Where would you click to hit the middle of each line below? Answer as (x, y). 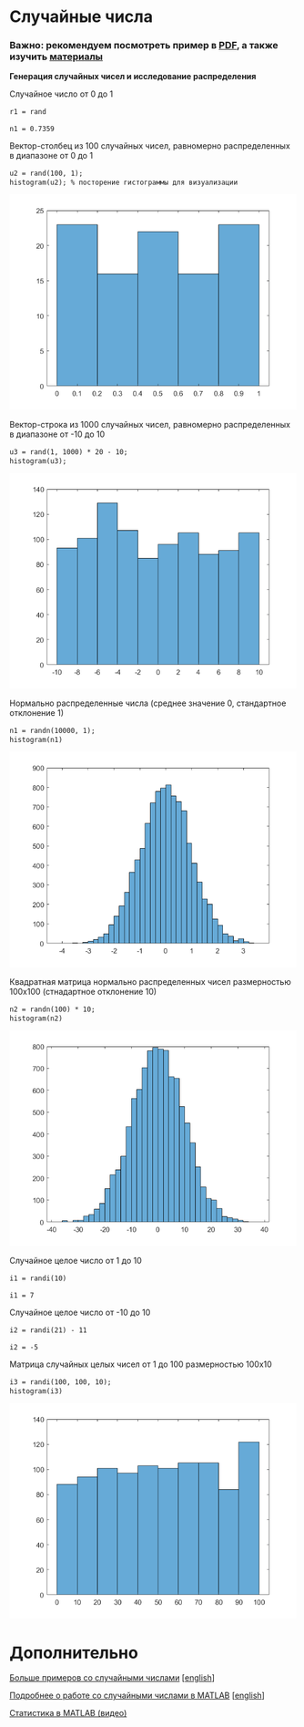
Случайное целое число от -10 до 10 (80, 1313)
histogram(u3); (38, 461)
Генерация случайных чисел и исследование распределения (133, 77)
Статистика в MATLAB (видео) (68, 1713)
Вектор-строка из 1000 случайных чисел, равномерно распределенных (150, 425)
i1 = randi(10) (38, 1278)
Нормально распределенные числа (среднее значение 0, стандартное (148, 703)
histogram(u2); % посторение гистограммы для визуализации (124, 183)
